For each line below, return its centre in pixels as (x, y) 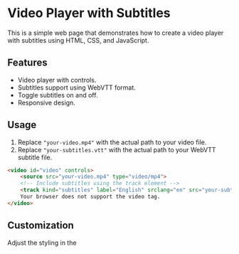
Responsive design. (47, 102)
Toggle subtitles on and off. (58, 95)
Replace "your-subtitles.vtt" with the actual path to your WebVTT (117, 149)
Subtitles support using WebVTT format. (77, 88)
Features (27, 63)
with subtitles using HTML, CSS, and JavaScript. (78, 40)
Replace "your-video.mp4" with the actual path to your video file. (112, 142)
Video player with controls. (57, 80)
